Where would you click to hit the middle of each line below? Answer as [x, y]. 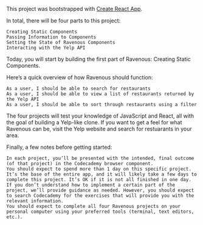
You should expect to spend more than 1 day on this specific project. [99, 169]
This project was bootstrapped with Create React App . [74, 9]
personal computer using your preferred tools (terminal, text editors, [100, 212]
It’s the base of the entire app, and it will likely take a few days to [102, 174]
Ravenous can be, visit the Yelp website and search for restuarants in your [99, 129]
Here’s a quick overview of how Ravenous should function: [80, 77]
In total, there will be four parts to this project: [64, 20]
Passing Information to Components [51, 37]
